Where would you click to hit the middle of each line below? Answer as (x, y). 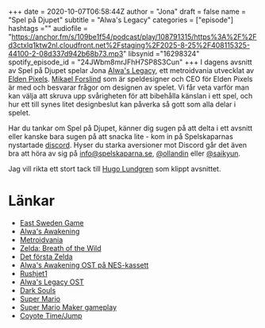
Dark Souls (38, 290)
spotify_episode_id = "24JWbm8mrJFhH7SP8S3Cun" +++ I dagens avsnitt (130, 62)
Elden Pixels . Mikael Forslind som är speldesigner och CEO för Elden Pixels (131, 79)
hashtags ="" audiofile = (48, 28)
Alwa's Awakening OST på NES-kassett (84, 264)
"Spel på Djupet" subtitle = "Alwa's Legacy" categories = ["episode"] (121, 20)
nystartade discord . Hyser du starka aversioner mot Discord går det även (128, 145)
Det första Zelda (46, 257)
